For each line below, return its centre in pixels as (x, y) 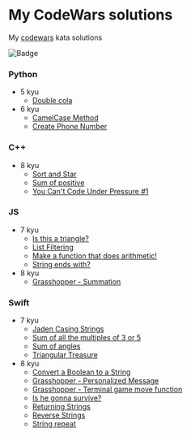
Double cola (52, 101)
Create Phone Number (70, 127)
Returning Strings (61, 407)
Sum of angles (56, 346)
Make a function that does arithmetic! (95, 255)
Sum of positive (58, 182)
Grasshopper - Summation (76, 281)
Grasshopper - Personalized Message (95, 381)
